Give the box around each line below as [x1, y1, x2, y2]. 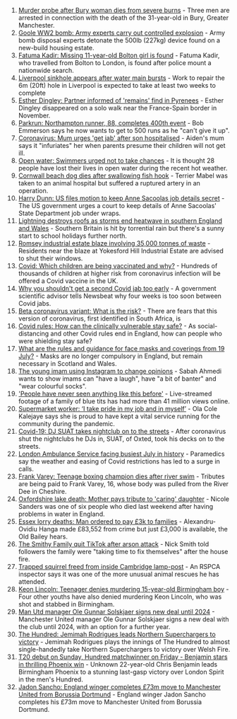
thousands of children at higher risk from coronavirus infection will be [18, 269, 221, 277]
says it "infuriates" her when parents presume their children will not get [18, 142, 226, 149]
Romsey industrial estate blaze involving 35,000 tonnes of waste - [18, 239, 211, 247]
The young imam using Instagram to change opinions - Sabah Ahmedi [18, 367, 221, 375]
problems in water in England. [18, 510, 105, 518]
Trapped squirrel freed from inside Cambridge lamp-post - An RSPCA [18, 563, 221, 570]
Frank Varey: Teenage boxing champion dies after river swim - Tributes [18, 472, 225, 481]
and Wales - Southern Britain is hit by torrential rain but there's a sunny [18, 224, 225, 232]
